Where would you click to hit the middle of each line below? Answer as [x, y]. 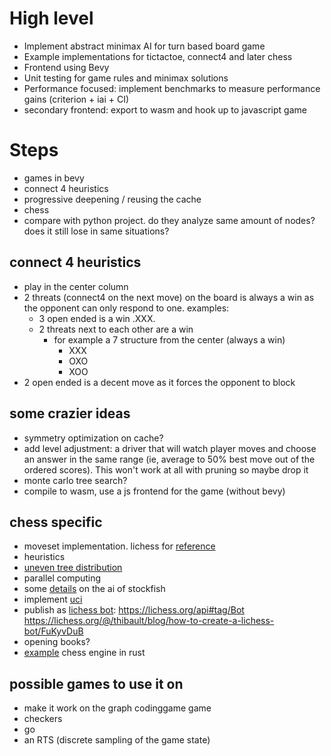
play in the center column [76, 286]
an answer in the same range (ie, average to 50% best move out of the [169, 459]
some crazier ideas [70, 413]
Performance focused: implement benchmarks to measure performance [172, 88]
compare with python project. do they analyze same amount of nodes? [169, 220]
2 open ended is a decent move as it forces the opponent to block [159, 382]
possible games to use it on [96, 683]
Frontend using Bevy [66, 67]
